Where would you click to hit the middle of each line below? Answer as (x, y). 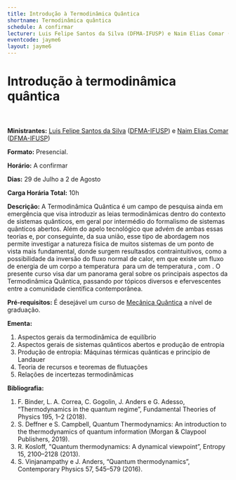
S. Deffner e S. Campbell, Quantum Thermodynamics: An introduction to (122, 424)
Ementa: (20, 323)
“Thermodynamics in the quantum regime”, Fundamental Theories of (117, 409)
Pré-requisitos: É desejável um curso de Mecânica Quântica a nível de (110, 302)
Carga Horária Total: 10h (43, 192)
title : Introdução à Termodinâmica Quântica (73, 14)
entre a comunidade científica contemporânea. (75, 289)
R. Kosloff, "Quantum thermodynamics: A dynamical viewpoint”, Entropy (122, 446)
